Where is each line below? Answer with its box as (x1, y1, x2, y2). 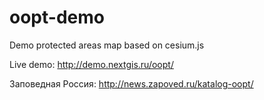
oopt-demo (9, 6, 105, 29)
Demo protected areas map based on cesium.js (9, 39, 205, 51)
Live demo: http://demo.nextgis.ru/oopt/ (9, 58, 174, 70)
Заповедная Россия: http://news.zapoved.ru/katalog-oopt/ (9, 77, 254, 90)
